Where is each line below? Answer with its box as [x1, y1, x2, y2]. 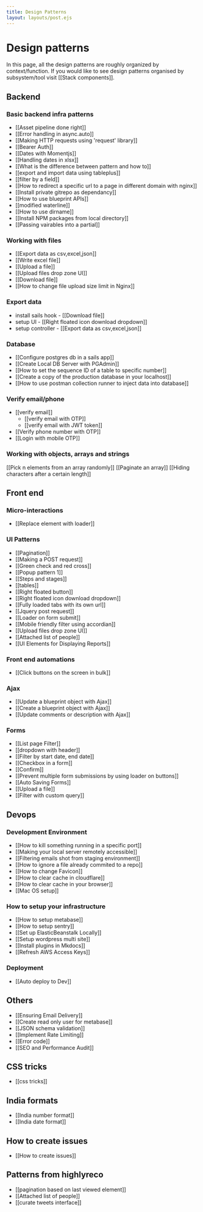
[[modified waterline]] [15, 202, 70, 209]
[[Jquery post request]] [15, 608, 74, 615]
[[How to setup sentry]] [15, 922, 74, 930]
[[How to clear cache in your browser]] [15, 881, 113, 888]
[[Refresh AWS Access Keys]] [15, 948, 90, 956]
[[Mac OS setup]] [15, 887, 59, 894]
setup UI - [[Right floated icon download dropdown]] [15, 318, 148, 325]
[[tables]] [15, 581, 39, 589]
